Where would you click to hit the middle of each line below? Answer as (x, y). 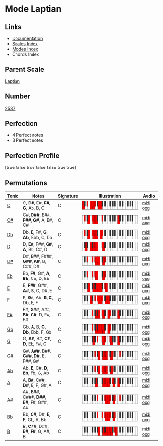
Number (18, 97)
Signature (68, 196)
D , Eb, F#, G (34, 344)
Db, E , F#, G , (35, 232)
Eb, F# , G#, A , (36, 273)
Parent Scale (25, 69)
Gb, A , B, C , (34, 327)
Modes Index (25, 49)
